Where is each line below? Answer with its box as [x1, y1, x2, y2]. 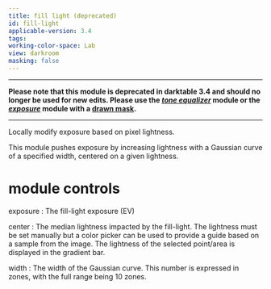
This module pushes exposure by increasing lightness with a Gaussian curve [8, 142, 264, 152]
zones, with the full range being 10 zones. [8, 271, 147, 281]
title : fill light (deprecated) [8, 11, 117, 20]
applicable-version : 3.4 [8, 27, 92, 35]
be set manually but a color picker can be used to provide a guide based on [8, 230, 260, 240]
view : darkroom [8, 49, 60, 57]
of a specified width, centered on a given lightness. [8, 151, 179, 161]
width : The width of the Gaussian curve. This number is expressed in [8, 263, 240, 273]
